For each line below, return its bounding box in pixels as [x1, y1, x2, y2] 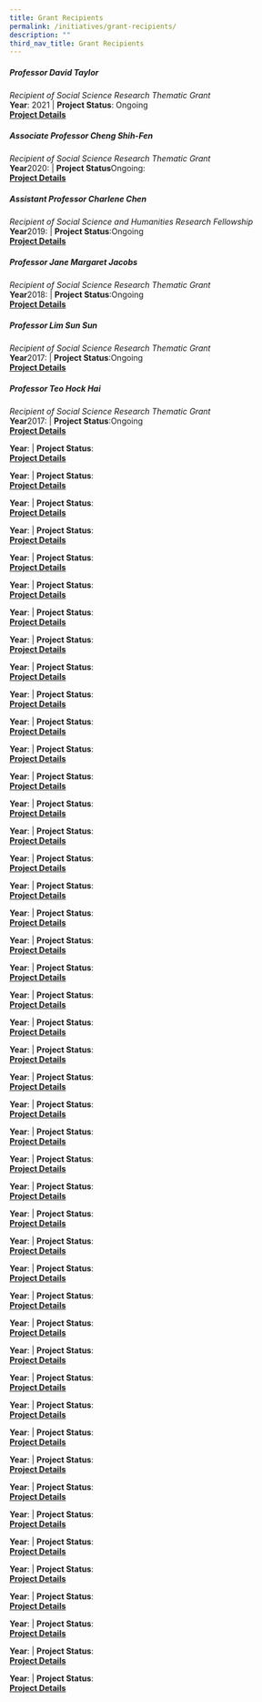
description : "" [9, 30, 71, 39]
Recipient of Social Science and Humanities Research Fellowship [9, 216, 254, 228]
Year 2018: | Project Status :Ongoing [9, 289, 144, 301]
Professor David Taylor [9, 67, 99, 77]
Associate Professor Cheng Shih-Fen [9, 129, 153, 141]
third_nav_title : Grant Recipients [9, 38, 145, 48]
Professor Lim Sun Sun [9, 320, 98, 331]
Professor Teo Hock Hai [9, 383, 102, 394]
